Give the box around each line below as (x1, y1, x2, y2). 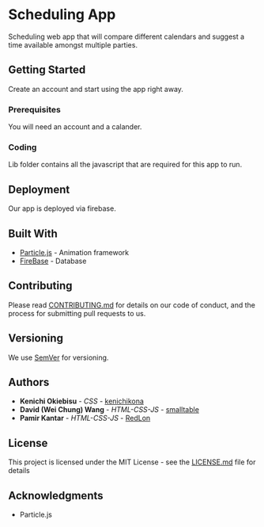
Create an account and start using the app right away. (8, 84, 184, 94)
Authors (8, 375, 50, 389)
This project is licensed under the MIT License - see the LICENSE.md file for (8, 457, 256, 467)
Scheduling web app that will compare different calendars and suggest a (8, 32, 245, 41)
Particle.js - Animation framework (19, 247, 130, 257)
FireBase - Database (19, 256, 87, 265)
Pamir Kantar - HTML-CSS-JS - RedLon (19, 414, 151, 423)
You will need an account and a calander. (8, 122, 142, 132)
